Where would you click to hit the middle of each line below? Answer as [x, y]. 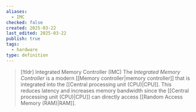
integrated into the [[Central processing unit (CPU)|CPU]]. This [96, 84]
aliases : [17, 11]
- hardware [25, 50]
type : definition [27, 55]
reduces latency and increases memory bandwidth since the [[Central [104, 90]
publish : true [23, 39]
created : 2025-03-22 [31, 28]
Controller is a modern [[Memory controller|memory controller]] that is [105, 78]
